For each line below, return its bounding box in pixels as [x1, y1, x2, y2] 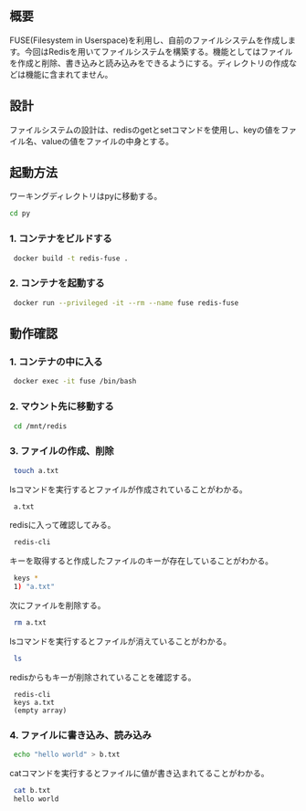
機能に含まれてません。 [25, 68, 113, 79]
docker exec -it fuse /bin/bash [13, 377, 137, 386]
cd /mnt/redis [13, 421, 68, 431]
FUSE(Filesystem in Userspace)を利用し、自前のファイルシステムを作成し [9, 35, 289, 46]
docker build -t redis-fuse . [13, 254, 129, 263]
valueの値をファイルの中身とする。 [40, 135, 174, 146]
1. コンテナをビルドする [9, 232, 112, 245]
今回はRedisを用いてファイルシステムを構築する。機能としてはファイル [24, 46, 293, 57]
